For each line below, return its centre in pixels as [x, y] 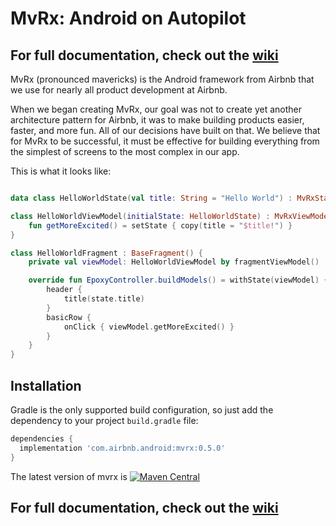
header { [64, 290]
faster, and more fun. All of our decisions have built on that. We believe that [165, 130]
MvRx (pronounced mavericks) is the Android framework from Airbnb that [162, 79]
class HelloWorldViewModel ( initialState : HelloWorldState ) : [140, 216]
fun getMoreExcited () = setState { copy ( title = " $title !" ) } [160, 225]
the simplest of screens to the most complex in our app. [125, 151]
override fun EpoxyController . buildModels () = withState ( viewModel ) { [178, 280]
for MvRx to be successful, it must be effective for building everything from [165, 141]
